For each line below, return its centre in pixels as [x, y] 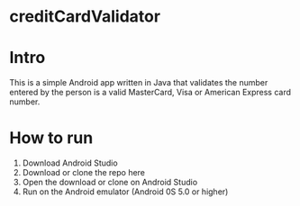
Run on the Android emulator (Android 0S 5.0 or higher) [125, 192]
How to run [51, 138]
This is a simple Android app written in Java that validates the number [139, 83]
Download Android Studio [70, 163]
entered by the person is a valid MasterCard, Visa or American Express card [150, 93]
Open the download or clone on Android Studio [110, 183]
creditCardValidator [85, 17]
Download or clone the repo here [84, 173]
